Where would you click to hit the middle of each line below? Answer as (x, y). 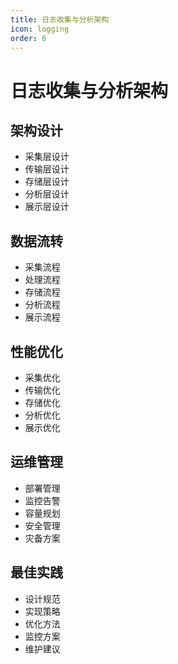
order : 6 (28, 38)
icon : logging (40, 29)
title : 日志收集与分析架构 (60, 19)
